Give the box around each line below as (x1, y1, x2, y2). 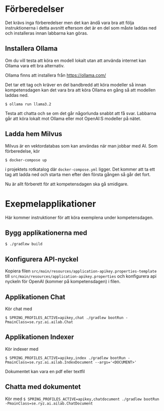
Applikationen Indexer (5, 333, 74, 341)
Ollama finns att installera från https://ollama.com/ (5, 72, 106, 78)
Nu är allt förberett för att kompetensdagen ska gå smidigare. (5, 181, 129, 187)
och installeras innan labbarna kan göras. (5, 30, 88, 36)
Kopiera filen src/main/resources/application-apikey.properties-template (5, 268, 157, 274)
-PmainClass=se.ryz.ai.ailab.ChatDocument (5, 401, 93, 406)
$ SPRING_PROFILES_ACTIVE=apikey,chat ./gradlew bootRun (5, 315, 124, 320)
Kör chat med (5, 306, 33, 312)
